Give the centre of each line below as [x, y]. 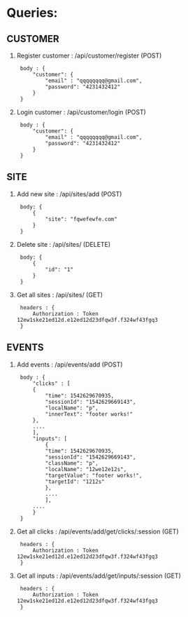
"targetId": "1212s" [75, 482]
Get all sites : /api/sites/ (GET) [59, 294]
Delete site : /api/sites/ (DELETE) [64, 244]
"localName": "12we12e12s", [86, 469]
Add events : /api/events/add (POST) [70, 364]
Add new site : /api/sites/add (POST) [69, 194]
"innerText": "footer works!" [89, 414]
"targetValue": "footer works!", [94, 475]
